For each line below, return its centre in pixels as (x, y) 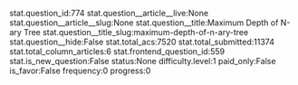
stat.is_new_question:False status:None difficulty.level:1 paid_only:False (143, 61)
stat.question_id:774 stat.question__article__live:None (109, 13)
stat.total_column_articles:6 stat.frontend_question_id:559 (117, 52)
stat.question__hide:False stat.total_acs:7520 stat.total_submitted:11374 (142, 42)
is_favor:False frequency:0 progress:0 (80, 71)
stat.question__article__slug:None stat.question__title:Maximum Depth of (144, 23)
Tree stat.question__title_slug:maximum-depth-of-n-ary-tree (136, 32)
